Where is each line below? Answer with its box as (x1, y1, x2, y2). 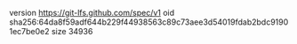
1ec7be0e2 (9, 26, 51, 36)
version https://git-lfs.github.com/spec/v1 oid (9, 8, 175, 18)
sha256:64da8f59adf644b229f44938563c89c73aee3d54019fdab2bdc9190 (9, 17, 289, 27)
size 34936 (51, 26, 93, 36)
